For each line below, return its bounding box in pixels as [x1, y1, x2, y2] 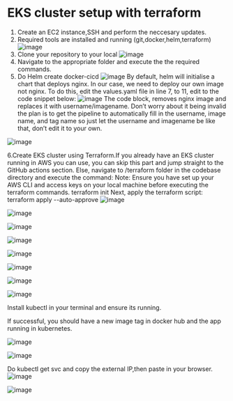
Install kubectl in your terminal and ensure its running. [7, 303, 162, 311]
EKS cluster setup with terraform [7, 5, 202, 21]
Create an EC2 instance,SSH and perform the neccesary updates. [17, 28, 207, 36]
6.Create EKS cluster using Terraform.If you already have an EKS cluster [7, 151, 214, 159]
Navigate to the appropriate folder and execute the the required [17, 57, 200, 65]
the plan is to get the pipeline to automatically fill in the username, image [17, 109, 226, 118]
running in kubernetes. [7, 324, 73, 332]
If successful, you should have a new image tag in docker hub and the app [7, 317, 221, 325]
